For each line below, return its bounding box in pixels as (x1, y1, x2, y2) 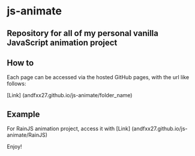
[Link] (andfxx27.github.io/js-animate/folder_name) (7, 92, 133, 99)
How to (7, 58, 34, 68)
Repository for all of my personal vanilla (7, 28, 158, 38)
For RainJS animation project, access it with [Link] (7, 125, 131, 133)
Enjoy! (7, 143, 23, 151)
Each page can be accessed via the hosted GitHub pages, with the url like (7, 74, 190, 81)
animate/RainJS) (7, 131, 47, 139)
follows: (7, 80, 26, 88)
